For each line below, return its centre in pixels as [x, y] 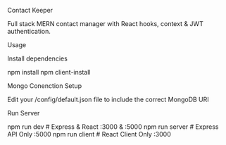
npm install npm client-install [49, 72]
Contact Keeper [30, 10]
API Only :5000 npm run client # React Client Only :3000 [89, 134]
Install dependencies [38, 58]
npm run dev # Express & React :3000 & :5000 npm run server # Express [113, 127]
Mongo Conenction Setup [45, 86]
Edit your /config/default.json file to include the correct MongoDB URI [108, 99]
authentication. [29, 31]
